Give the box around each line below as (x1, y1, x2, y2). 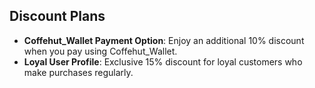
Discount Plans (9, 8, 106, 25)
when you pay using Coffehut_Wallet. (23, 45, 178, 57)
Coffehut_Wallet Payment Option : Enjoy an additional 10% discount (23, 34, 305, 46)
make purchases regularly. (23, 66, 134, 78)
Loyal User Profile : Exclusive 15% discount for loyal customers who (23, 55, 303, 68)
